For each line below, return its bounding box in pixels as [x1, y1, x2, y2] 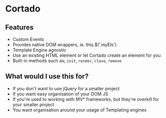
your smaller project [12, 101, 54, 107]
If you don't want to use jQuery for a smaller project [12, 85, 120, 91]
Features [5, 23, 34, 32]
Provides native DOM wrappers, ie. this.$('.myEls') [12, 42, 117, 48]
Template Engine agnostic [12, 47, 67, 53]
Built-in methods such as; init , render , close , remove [12, 58, 122, 63]
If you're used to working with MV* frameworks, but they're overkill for [12, 96, 159, 102]
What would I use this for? [5, 72, 89, 81]
